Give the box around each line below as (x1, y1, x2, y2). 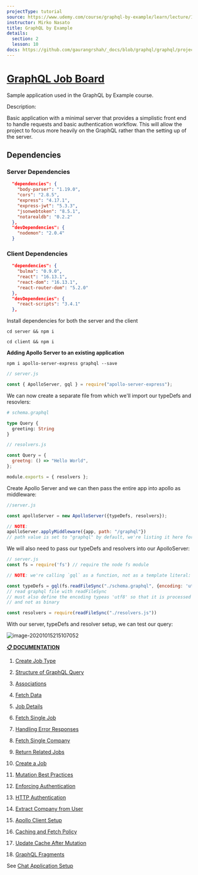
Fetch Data (15, 692, 42, 699)
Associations (15, 680, 46, 688)
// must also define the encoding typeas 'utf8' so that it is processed (6, 594, 192, 600)
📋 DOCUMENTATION (6, 644, 60, 651)
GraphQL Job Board (6, 72, 105, 85)
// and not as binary (6, 599, 60, 605)
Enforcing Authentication (15, 783, 76, 790)
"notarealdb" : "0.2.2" (17, 214, 73, 220)
